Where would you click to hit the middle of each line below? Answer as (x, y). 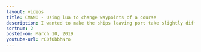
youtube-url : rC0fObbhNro (38, 39)
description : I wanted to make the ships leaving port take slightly (95, 23)
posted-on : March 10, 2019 (40, 34)
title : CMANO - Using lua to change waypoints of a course (81, 17)
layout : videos (25, 12)
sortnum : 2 (20, 28)
